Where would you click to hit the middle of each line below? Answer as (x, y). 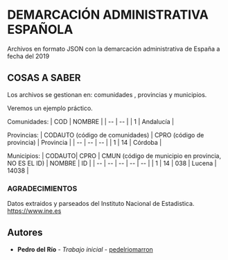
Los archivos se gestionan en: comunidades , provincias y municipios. (107, 94)
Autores (25, 233)
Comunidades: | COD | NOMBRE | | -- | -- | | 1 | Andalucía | (91, 121)
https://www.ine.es (34, 211)
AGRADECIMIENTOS (42, 189)
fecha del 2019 (28, 56)
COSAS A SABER (44, 78)
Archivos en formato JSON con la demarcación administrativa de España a (114, 49)
